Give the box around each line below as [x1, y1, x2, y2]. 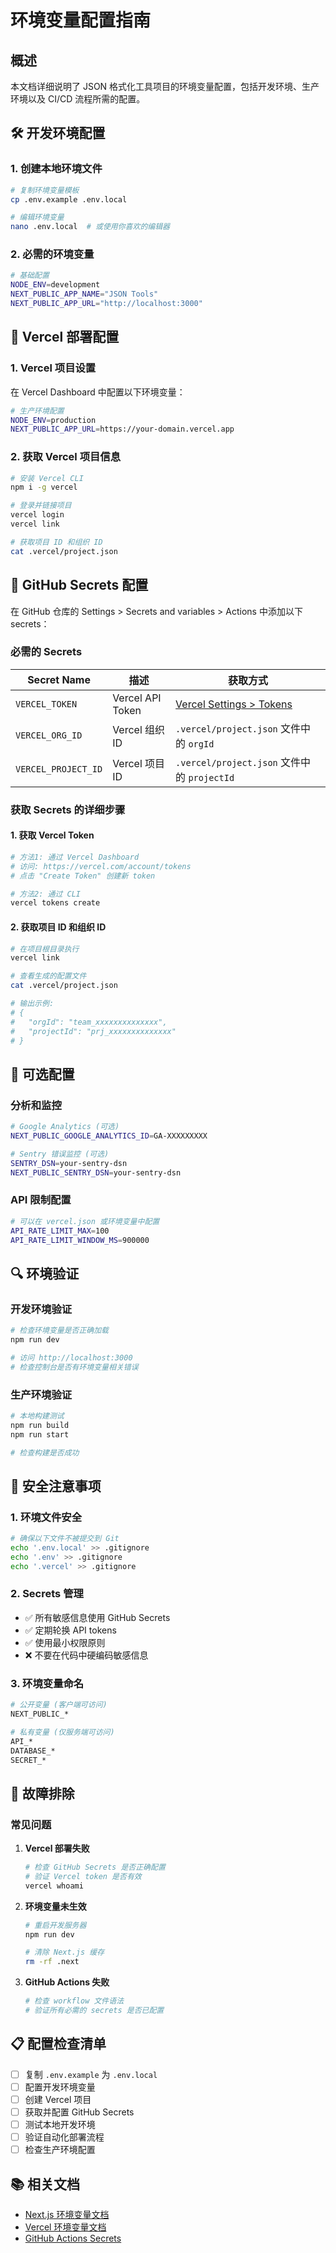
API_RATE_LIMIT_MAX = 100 [10, 1226, 110, 1236]
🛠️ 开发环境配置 [10, 125, 106, 142]
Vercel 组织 [112, 722, 166, 736]
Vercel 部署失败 [24, 1842, 90, 1855]
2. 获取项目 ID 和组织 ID [10, 921, 107, 933]
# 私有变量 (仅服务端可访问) [10, 1727, 115, 1737]
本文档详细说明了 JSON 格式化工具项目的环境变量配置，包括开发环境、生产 [10, 81, 320, 92]
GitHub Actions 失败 [24, 1976, 110, 1988]
